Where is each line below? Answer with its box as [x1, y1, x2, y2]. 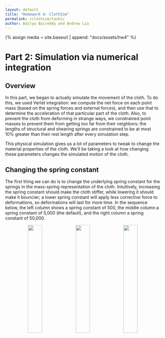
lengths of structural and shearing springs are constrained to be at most [5, 126, 151, 132]
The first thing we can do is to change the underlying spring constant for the [5, 179, 160, 184]
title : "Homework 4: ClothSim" [5, 12, 69, 17]
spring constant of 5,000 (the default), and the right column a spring [5, 210, 144, 216]
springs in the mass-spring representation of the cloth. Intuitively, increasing [5, 184, 160, 190]
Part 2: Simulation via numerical [5, 52, 139, 63]
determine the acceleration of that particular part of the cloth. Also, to [5, 110, 146, 116]
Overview [5, 82, 36, 90]
